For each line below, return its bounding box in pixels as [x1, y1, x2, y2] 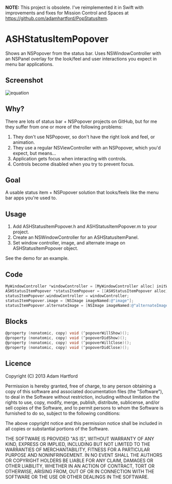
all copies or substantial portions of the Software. [5, 425, 109, 432]
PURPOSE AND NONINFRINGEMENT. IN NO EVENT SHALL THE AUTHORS [5, 452, 163, 458]
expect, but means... [12, 150, 56, 156]
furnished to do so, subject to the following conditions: [5, 410, 120, 416]
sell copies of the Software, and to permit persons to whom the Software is [5, 404, 164, 411]
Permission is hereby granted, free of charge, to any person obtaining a [5, 383, 156, 389]
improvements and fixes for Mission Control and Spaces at [5, 10, 129, 16]
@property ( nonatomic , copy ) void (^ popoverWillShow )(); [5, 331, 130, 336]
